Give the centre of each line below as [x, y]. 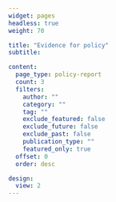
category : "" [44, 104]
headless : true [34, 23]
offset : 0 [32, 156]
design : [21, 178]
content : [23, 67]
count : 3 [30, 82]
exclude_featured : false [64, 119]
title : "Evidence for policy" [59, 45]
